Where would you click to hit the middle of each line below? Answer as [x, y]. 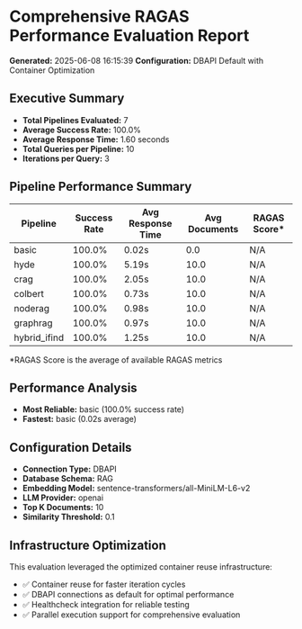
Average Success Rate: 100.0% [82, 130]
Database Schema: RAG [68, 479]
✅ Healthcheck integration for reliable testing [106, 604]
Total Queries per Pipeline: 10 [78, 148]
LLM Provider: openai [63, 498]
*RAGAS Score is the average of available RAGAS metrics [116, 359]
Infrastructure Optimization [88, 545]
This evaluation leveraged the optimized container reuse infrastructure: [141, 567]
